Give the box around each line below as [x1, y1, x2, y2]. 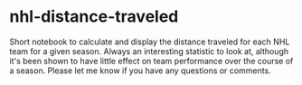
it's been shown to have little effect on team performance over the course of [9, 55, 294, 66]
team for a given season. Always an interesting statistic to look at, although [9, 45, 289, 56]
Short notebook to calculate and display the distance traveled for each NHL [9, 36, 290, 47]
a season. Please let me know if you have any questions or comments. [9, 65, 271, 76]
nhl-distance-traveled [9, 6, 179, 27]
